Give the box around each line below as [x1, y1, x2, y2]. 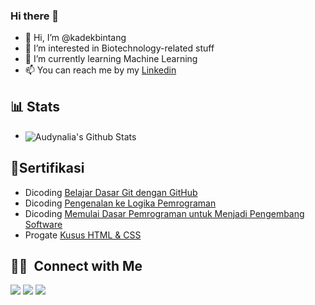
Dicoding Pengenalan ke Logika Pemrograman [24, 197, 217, 209]
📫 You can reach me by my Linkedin [24, 64, 177, 76]
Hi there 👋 [10, 9, 60, 23]
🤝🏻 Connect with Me [10, 257, 143, 274]
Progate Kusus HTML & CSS [24, 229, 142, 241]
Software [24, 218, 63, 230]
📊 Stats [10, 98, 61, 115]
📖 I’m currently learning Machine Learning [24, 53, 198, 65]
